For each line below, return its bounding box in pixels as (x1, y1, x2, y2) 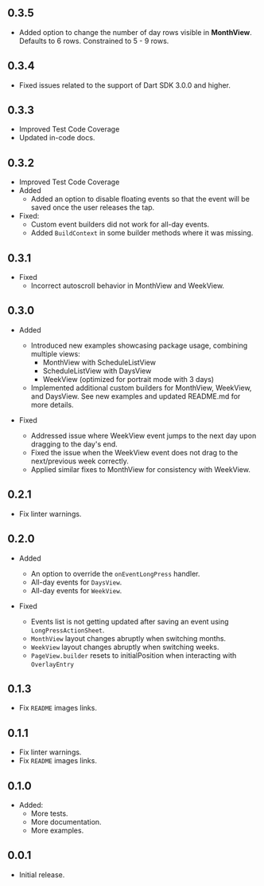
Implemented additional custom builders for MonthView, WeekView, (30, 383, 252, 392)
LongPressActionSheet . (30, 625, 105, 635)
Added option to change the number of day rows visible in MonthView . (18, 27, 252, 37)
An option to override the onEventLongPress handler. (30, 569, 200, 578)
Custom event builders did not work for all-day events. (30, 219, 210, 230)
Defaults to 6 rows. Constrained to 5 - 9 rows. (18, 36, 169, 45)
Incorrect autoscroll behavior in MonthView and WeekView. (30, 281, 224, 290)
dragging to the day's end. (30, 439, 118, 449)
